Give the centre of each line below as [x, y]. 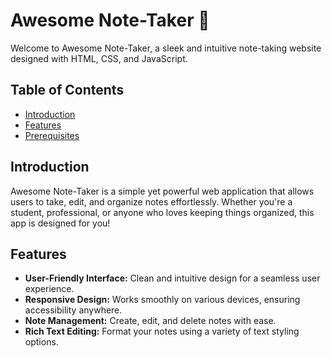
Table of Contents [67, 90]
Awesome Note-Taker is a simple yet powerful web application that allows [162, 191]
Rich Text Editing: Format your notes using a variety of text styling [162, 331]
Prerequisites [52, 135]
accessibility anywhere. [73, 310]
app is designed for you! [60, 223]
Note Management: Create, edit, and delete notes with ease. [150, 321]
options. [41, 342]
